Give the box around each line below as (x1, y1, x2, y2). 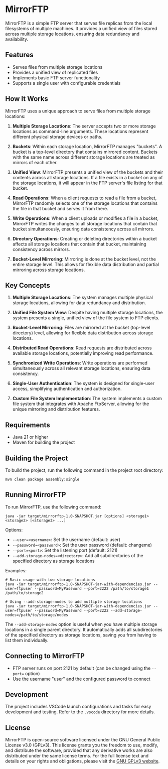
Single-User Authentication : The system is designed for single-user (12, 380, 154, 387)
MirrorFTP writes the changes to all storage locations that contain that (12, 220, 157, 226)
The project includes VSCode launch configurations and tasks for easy (5, 704, 151, 710)
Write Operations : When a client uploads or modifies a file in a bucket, (12, 215, 159, 221)
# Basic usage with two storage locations (5, 577, 95, 582)
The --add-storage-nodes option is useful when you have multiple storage (5, 621, 157, 627)
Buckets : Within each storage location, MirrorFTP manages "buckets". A (12, 143, 162, 149)
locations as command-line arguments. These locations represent (12, 128, 149, 134)
